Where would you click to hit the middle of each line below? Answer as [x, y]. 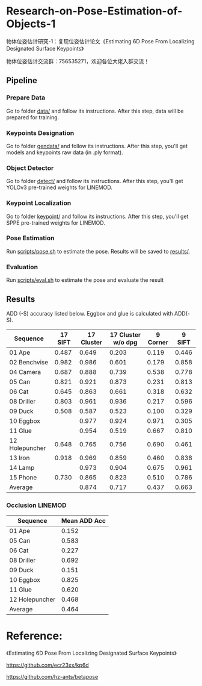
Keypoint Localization [39, 203]
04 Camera [25, 372]
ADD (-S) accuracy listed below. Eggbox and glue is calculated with [90, 313]
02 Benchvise [29, 362]
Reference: [35, 636]
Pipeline [22, 80]
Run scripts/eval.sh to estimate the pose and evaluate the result [85, 280]
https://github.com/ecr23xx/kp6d [47, 665]
